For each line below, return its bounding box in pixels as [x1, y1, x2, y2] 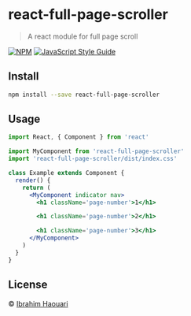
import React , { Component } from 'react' [8, 133, 149, 141]
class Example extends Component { [8, 169, 125, 177]
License [8, 278, 48, 292]
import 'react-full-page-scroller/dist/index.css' [8, 155, 178, 163]
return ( [22, 184, 51, 191]
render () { [15, 176, 51, 184]
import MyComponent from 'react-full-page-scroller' [8, 147, 185, 155]
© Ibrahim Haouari [8, 299, 68, 308]
